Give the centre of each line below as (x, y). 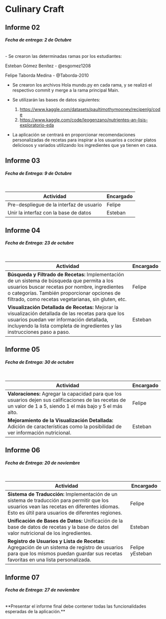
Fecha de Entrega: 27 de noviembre (42, 590)
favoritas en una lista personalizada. (49, 560)
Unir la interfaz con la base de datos (49, 213)
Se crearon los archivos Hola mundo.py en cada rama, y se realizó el (82, 85)
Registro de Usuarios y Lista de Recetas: (56, 541)
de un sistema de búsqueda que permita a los (61, 280)
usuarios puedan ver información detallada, (58, 319)
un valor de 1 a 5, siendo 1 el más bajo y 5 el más (65, 406)
